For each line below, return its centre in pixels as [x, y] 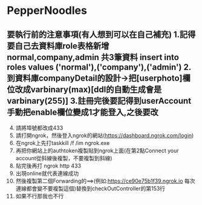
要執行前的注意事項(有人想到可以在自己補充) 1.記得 [101, 34]
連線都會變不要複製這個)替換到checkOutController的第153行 [90, 188]
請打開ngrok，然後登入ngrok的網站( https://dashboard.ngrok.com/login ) [105, 135]
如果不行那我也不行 [40, 196]
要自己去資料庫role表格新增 [58, 46]
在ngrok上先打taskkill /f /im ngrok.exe [63, 143]
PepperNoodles [47, 11]
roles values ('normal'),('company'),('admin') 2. [99, 67]
